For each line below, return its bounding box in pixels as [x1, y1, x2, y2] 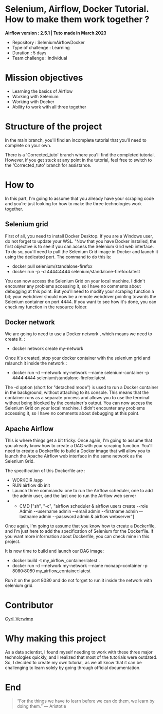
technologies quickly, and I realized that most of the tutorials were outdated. [5, 654, 158, 660]
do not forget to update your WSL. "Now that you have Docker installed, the [5, 238, 157, 244]
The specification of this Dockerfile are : [5, 468, 86, 474]
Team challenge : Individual [12, 55, 67, 61]
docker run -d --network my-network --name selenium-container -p [12, 370, 149, 376]
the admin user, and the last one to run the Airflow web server [12, 493, 136, 499]
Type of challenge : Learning [12, 44, 70, 50]
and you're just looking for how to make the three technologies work [5, 200, 142, 206]
